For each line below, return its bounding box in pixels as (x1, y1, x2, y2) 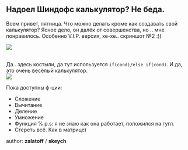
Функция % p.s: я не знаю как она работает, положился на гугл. (14, 120, 175, 127)
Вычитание (14, 101, 43, 108)
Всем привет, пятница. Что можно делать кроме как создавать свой (6, 20, 178, 27)
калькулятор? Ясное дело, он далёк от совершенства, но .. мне (6, 26, 165, 33)
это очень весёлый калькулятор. (6, 67, 88, 74)
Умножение (14, 113, 44, 121)
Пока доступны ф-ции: (6, 84, 62, 91)
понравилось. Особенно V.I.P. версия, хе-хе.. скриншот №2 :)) (6, 32, 162, 40)
